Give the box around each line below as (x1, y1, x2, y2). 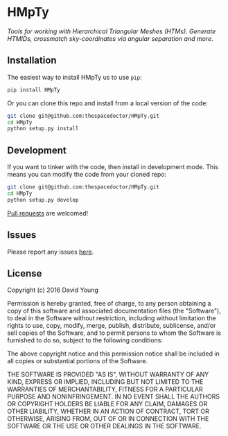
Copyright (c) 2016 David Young (7, 286, 98, 295)
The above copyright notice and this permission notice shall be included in (7, 349, 220, 358)
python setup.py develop (7, 196, 79, 203)
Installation (7, 55, 57, 67)
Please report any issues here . (7, 247, 94, 256)
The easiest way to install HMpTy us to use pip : (7, 73, 142, 81)
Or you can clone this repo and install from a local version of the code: (7, 98, 208, 107)
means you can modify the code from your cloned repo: (7, 171, 167, 179)
